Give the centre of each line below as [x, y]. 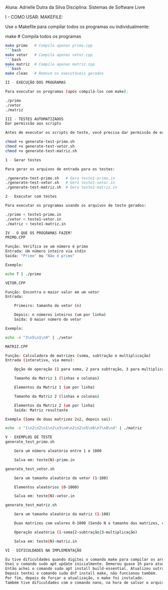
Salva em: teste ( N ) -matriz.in [46, 541]
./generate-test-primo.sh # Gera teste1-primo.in [60, 178]
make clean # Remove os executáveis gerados [54, 74]
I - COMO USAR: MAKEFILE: [34, 17]
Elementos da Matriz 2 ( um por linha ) [54, 405]
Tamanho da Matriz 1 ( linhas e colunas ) [57, 378]
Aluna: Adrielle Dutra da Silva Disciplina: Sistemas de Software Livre [75, 7]
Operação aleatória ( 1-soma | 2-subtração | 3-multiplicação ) [76, 532]
